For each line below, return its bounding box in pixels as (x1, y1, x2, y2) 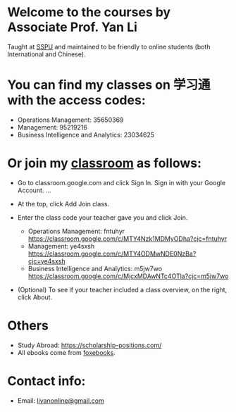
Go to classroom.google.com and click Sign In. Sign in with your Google (17, 178, 226, 187)
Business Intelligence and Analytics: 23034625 (17, 130, 155, 139)
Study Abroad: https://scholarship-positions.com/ (17, 341, 162, 349)
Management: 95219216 (17, 123, 88, 131)
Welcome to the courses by (7, 4, 171, 20)
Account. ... (17, 186, 51, 194)
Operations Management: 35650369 (17, 116, 124, 124)
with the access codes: (7, 92, 146, 108)
